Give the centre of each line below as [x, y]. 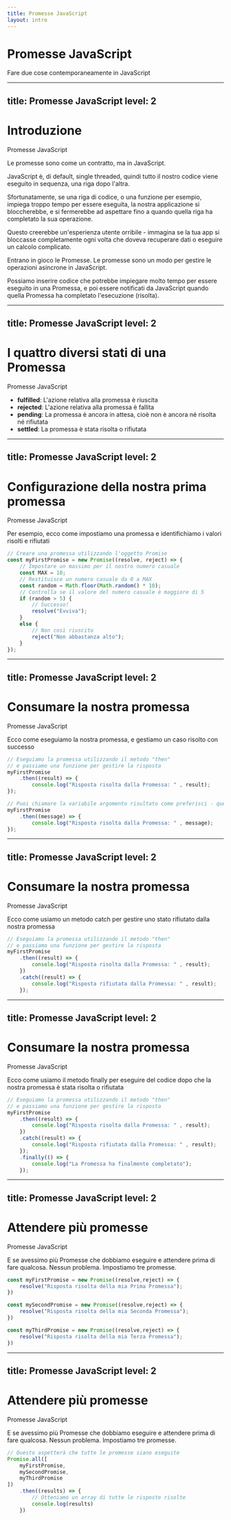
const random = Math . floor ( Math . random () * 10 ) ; [90, 585]
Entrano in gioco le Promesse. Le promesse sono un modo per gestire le [109, 260]
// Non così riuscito [63, 630]
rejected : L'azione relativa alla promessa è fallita [86, 407]
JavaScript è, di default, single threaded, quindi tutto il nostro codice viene [113, 176]
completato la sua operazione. [50, 219]
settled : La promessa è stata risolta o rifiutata [81, 429]
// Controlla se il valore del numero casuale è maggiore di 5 [112, 592]
